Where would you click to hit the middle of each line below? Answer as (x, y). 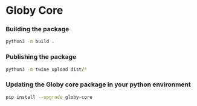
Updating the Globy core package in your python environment (98, 84)
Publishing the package (41, 57)
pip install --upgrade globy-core (49, 97)
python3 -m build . (30, 42)
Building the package (37, 29)
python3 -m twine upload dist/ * (46, 69)
